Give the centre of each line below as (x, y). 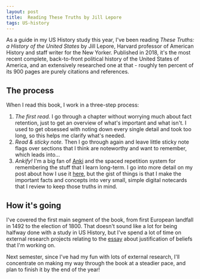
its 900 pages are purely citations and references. (68, 72)
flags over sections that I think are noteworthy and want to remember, (101, 148)
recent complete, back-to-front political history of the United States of (93, 59)
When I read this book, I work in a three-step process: (73, 105)
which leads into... (37, 155)
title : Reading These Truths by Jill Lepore (64, 17)
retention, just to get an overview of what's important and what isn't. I (101, 123)
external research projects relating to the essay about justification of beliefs (99, 239)
